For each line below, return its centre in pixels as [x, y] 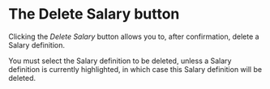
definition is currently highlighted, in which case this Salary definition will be [135, 69]
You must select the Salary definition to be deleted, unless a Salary [120, 61]
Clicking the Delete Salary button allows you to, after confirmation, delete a [134, 36]
